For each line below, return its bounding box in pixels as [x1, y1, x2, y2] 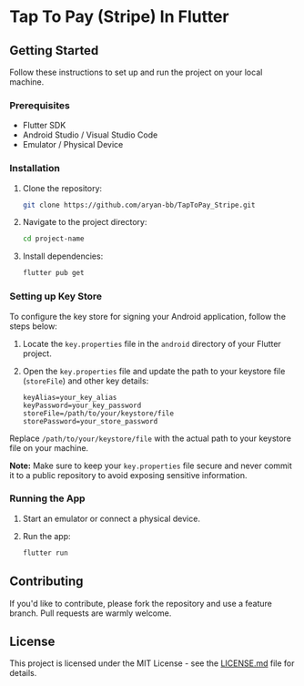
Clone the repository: [22, 182, 103, 193]
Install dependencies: [22, 251, 104, 261]
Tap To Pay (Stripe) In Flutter [9, 6, 229, 27]
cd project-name [22, 234, 85, 243]
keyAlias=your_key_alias [22, 393, 117, 402]
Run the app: [22, 530, 71, 541]
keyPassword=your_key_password [22, 401, 142, 410]
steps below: [9, 321, 57, 332]
